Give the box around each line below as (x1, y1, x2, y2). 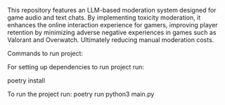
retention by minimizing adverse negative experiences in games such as (7, 28, 217, 36)
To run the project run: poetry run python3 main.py (7, 90, 155, 98)
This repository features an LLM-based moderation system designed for (7, 6, 217, 14)
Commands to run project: (7, 49, 83, 57)
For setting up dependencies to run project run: (7, 63, 145, 71)
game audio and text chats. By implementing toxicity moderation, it (7, 13, 201, 22)
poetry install (7, 76, 46, 85)
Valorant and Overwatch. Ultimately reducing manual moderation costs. (7, 36, 214, 44)
